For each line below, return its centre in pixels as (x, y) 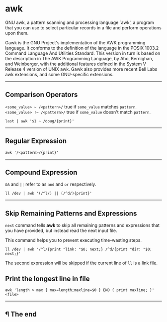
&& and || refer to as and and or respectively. (51, 184)
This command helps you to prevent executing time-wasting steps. (74, 240)
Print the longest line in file (47, 278)
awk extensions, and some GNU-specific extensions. (59, 74)
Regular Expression (36, 141)
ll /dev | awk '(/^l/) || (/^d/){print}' (49, 194)
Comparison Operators (42, 95)
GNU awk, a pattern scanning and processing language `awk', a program (80, 22)
